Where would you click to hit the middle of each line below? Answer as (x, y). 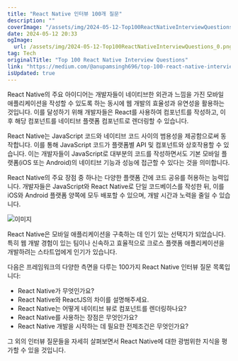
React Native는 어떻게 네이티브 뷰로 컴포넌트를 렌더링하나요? (102, 308)
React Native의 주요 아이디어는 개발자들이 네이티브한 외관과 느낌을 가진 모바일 (116, 94)
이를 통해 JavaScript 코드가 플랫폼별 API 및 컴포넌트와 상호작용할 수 (127, 144)
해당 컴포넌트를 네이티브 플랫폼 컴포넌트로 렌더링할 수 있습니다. (102, 120)
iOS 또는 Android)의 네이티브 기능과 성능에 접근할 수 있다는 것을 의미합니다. (125, 162)
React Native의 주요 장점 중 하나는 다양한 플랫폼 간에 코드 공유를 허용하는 (109, 177)
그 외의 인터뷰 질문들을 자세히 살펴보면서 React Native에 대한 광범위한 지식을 (114, 341)
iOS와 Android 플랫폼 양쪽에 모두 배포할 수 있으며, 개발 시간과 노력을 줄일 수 (113, 195)
